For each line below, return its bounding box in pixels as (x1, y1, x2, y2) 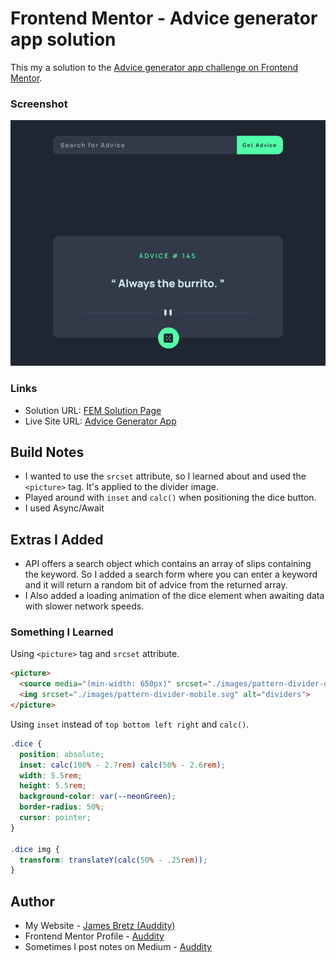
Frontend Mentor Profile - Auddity (24, 930, 165, 942)
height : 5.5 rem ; (19, 781, 87, 791)
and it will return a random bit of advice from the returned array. (24, 579, 288, 591)
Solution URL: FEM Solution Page (24, 404, 162, 416)
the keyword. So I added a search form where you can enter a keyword (24, 568, 318, 581)
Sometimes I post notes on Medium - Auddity (24, 941, 212, 953)
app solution (10, 28, 117, 51)
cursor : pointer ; (19, 813, 92, 823)
